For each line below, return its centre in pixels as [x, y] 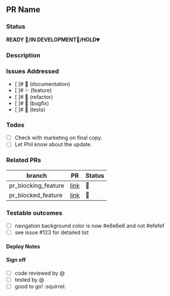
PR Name [23, 10]
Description [23, 55]
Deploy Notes [23, 246]
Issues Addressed [32, 71]
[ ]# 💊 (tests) [30, 110]
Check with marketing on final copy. [58, 138]
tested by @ [29, 279]
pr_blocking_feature [37, 185]
